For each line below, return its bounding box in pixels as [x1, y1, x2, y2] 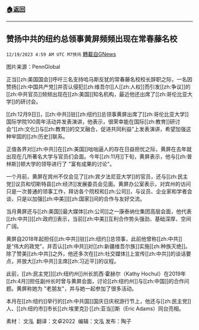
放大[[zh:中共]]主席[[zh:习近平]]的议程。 [21, 258, 120, 265]
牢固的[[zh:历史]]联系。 [11, 133, 68, 140]
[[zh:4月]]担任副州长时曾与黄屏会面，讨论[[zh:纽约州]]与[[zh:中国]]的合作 [6, 278, 185, 285]
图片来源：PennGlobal [6, 64, 60, 71]
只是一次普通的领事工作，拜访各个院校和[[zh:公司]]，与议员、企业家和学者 [6, 188, 188, 195]
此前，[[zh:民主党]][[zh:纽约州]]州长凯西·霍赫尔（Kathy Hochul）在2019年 [6, 270, 187, 277]
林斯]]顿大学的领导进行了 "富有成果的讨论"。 [6, 160, 115, 167]
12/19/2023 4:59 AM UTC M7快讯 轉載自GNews [6, 50, 117, 58]
